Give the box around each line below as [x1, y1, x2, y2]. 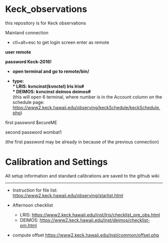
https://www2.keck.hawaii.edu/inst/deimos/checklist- [39, 217, 150, 223]
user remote [5, 49, 31, 55]
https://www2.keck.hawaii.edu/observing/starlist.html [12, 192, 123, 198]
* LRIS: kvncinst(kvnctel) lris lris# [12, 83, 84, 89]
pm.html [19, 222, 37, 228]
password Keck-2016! [5, 58, 52, 64]
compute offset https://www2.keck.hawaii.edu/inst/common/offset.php [12, 232, 159, 238]
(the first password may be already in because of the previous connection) [5, 139, 159, 145]
